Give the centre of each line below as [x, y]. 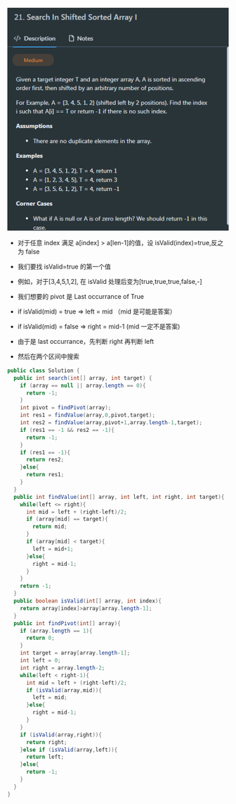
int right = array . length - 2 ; [63, 668]
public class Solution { [44, 371]
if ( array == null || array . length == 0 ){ [83, 385]
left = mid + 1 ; [53, 549]
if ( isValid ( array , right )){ [61, 735]
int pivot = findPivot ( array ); [66, 408]
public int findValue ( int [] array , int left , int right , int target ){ [119, 497]
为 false [28, 252]
